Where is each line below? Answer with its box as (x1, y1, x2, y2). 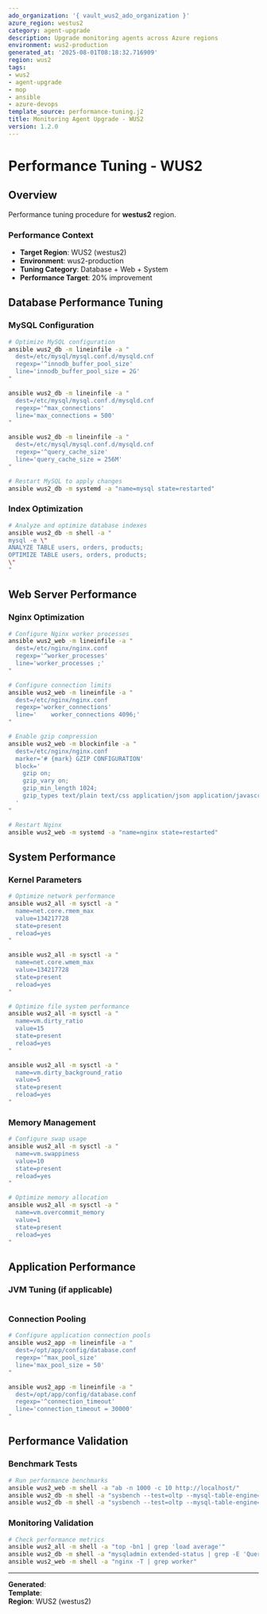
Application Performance (8, 1260, 137, 1273)
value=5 (15, 1076, 41, 1084)
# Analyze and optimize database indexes (8, 521, 148, 529)
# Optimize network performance (8, 892, 115, 900)
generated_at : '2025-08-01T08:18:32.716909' (8, 49, 158, 57)
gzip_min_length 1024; (22, 785, 98, 793)
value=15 (15, 1024, 44, 1033)
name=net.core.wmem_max (15, 958, 94, 967)
